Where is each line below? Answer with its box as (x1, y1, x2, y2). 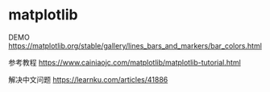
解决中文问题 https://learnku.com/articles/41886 (8, 74, 168, 84)
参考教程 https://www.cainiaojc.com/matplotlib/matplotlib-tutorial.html (8, 57, 242, 67)
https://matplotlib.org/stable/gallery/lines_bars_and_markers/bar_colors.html (8, 40, 262, 50)
